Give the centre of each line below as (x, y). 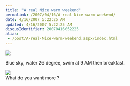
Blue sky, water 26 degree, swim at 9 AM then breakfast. (65, 62)
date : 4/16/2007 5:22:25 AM (35, 19)
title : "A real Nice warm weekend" (43, 10)
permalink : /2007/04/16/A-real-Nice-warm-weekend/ (60, 15)
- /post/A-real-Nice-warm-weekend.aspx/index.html (62, 39)
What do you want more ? (32, 78)
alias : (12, 34)
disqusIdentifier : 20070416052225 (42, 29)
